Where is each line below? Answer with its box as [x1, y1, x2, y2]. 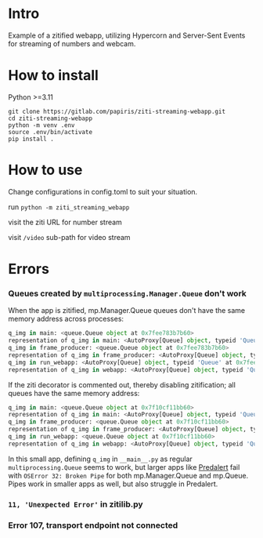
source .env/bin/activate [8, 128, 92, 136]
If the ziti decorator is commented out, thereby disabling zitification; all [8, 380, 236, 389]
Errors [8, 260, 49, 278]
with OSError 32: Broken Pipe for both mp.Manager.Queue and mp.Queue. [8, 471, 249, 480]
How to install [8, 67, 99, 85]
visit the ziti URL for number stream [8, 217, 123, 227]
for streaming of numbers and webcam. [8, 38, 136, 48]
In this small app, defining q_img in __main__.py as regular [8, 454, 193, 463]
